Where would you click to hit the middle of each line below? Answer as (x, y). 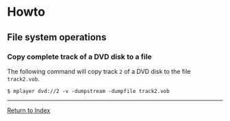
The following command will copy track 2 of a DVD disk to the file (99, 71)
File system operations (57, 37)
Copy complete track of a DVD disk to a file (79, 57)
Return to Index (29, 110)
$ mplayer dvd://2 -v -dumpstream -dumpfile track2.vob (88, 91)
